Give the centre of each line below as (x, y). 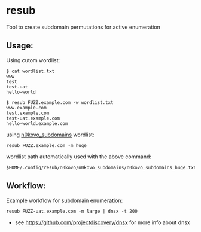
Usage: (20, 46)
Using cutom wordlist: (33, 60)
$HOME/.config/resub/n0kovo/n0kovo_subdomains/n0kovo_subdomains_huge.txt (101, 167)
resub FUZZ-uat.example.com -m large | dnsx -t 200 (72, 211)
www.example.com (26, 108)
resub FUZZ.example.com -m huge (46, 145)
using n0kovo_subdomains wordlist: (50, 135)
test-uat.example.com (33, 118)
